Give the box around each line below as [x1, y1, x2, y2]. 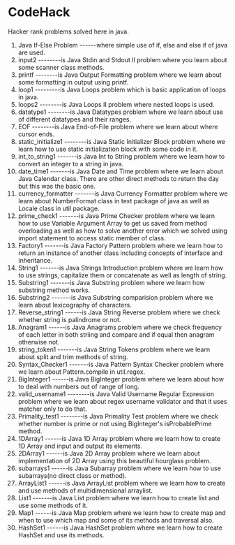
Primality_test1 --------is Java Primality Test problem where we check [17, 412, 219, 420]
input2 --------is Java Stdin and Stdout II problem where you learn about [17, 55, 227, 64]
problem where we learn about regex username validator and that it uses [17, 397, 227, 405]
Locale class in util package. [17, 204, 100, 212]
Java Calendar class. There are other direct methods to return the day [17, 174, 219, 182]
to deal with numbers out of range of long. [17, 382, 140, 391]
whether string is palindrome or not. [17, 315, 121, 324]
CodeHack [8, 4, 70, 20]
